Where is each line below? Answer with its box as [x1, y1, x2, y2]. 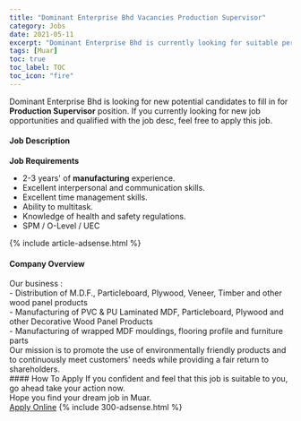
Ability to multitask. [21, 201, 94, 211]
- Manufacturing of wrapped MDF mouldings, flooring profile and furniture [9, 326, 284, 337]
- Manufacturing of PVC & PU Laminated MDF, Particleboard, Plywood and [9, 306, 284, 318]
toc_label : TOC [9, 64, 66, 73]
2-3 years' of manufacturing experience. [21, 172, 176, 184]
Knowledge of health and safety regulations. [21, 210, 186, 221]
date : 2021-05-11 [9, 30, 74, 39]
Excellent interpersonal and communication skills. [21, 182, 206, 193]
